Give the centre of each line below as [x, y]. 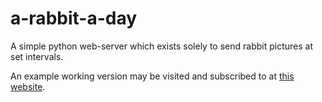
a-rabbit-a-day [74, 18]
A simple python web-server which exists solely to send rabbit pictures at [161, 46]
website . [28, 86]
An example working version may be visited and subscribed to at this [152, 76]
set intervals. [37, 56]
